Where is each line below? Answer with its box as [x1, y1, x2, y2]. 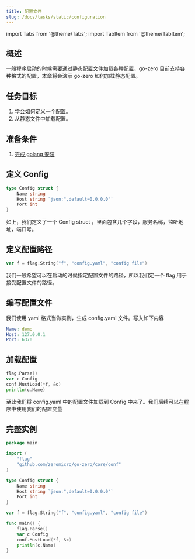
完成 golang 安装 [14, 150, 55, 157]
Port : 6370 [6, 337, 33, 343]
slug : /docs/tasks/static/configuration [6, 14, 106, 20]
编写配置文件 [6, 298, 53, 308]
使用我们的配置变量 [16, 405, 62, 413]
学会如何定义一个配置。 [14, 108, 71, 115]
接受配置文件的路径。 [6, 279, 57, 286]
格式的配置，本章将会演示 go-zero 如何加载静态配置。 [11, 73, 141, 80]
